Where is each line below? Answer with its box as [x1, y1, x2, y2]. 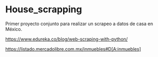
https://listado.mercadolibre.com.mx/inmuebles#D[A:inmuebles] [5, 46, 141, 52]
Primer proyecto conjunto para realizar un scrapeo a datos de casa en [5, 21, 153, 27]
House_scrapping [5, 4, 82, 15]
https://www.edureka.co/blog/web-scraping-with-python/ [5, 36, 128, 42]
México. [5, 26, 22, 32]
